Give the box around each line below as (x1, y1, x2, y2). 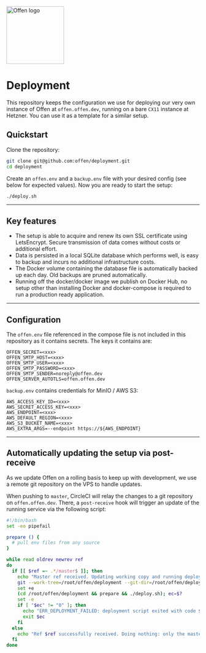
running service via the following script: (6, 505, 106, 512)
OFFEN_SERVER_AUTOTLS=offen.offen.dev (6, 376, 105, 382)
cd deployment (6, 163, 43, 170)
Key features (6, 216, 56, 226)
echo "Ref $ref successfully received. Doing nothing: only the (17, 631, 185, 637)
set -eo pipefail (6, 523, 51, 529)
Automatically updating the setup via (6, 448, 151, 458)
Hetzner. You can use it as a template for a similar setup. (6, 112, 149, 119)
